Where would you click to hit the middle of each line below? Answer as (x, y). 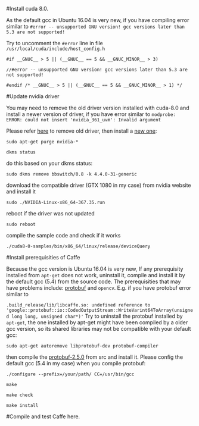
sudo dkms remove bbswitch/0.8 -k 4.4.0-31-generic (71, 174)
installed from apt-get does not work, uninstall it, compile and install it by (96, 275)
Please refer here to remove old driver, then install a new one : (82, 131)
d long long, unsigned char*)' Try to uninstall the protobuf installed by (94, 316)
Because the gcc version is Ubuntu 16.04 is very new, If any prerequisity (95, 269)
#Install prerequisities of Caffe (43, 257)
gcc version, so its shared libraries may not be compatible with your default (99, 329)
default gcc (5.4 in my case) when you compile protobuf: (76, 363)
